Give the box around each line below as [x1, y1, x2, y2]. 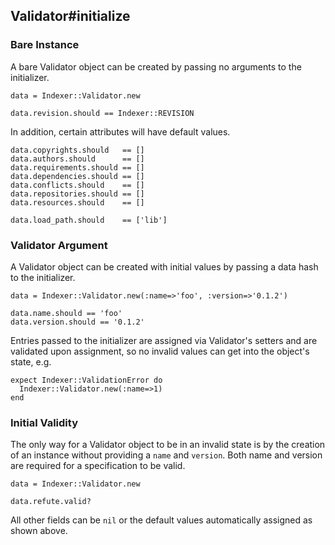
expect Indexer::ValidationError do [10, 375, 163, 385]
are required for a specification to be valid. [10, 460, 186, 472]
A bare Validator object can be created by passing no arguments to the [10, 60, 302, 73]
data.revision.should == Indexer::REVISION [10, 108, 195, 118]
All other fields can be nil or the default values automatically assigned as [10, 514, 313, 526]
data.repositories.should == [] [10, 189, 145, 199]
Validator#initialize [10, 8, 131, 25]
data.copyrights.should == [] [10, 145, 145, 155]
